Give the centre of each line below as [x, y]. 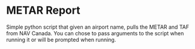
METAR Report [43, 10]
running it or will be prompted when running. [61, 39]
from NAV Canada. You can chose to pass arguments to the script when [95, 33]
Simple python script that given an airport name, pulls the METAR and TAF [98, 27]
